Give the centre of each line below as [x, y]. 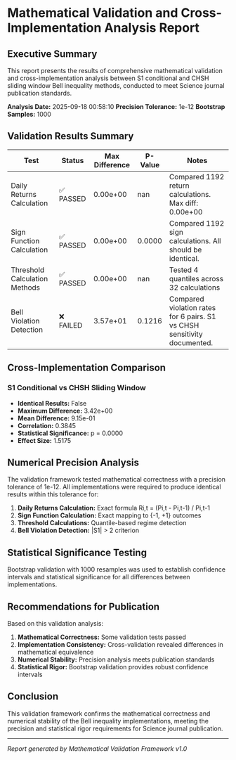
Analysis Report [152, 28]
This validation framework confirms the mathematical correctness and [109, 713]
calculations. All [195, 240]
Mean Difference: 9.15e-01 [56, 418]
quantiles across [196, 278]
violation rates [192, 307]
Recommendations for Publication [84, 606]
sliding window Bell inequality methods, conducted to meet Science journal [116, 85]
